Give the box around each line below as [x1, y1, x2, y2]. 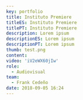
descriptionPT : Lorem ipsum [6, 42, 75, 48]
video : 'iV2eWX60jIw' [6, 58, 59, 64]
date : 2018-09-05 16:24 [6, 85, 64, 91]
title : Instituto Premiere [6, 14, 72, 20]
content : [6, 52, 27, 58]
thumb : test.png [6, 47, 46, 53]
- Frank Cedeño [11, 80, 49, 86]
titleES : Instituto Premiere [6, 19, 77, 25]
